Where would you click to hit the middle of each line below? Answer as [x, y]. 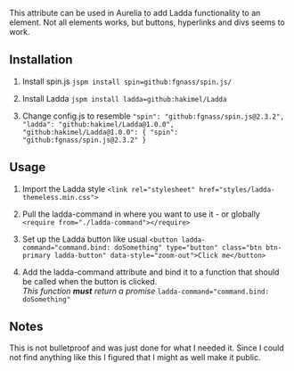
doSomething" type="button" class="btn [188, 247]
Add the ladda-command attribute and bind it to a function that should [151, 272]
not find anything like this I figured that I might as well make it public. [135, 358]
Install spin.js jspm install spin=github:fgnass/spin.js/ [127, 81]
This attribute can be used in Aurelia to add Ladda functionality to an [135, 13]
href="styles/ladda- [237, 190]
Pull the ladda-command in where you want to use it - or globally [141, 214]
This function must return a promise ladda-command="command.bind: [146, 291]
